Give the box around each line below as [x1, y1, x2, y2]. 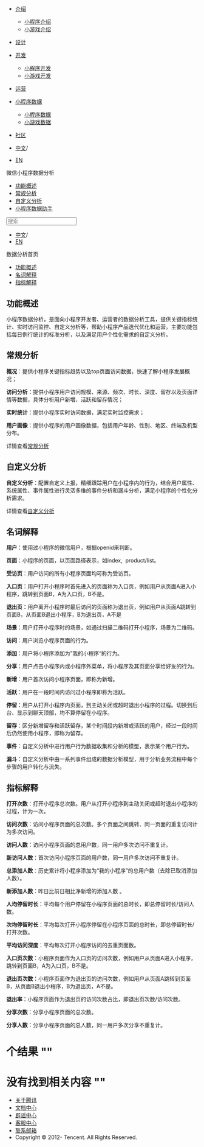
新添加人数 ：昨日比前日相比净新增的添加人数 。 [6, 888, 125, 895]
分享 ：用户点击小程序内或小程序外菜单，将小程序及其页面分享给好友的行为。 [6, 662, 198, 670]
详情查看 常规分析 [6, 442, 49, 449]
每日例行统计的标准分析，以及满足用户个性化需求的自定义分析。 [11, 331, 171, 338]
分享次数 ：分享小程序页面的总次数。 [6, 1009, 97, 1016]
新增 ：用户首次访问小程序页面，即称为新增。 [6, 676, 118, 683]
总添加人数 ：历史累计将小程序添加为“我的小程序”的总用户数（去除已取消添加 [6, 867, 197, 874]
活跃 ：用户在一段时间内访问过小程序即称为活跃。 [6, 689, 129, 696]
